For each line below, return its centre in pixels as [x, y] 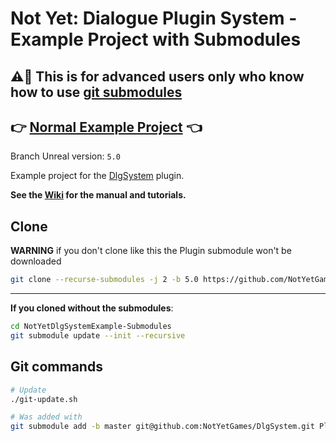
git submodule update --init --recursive [98, 335]
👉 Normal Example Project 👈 [106, 127]
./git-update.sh [44, 399]
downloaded [36, 261]
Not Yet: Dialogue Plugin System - [154, 18]
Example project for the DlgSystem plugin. [97, 176]
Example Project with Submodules [156, 39]
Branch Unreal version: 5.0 [65, 156]
